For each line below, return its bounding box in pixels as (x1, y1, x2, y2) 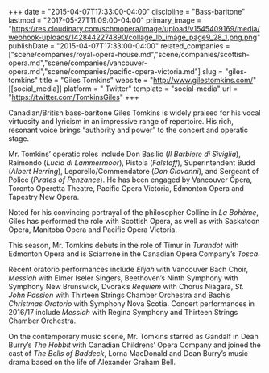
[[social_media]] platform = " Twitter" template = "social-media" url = (8, 84, 238, 93)
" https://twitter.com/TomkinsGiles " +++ (8, 93, 139, 102)
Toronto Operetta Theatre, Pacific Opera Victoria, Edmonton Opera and (8, 184, 244, 193)
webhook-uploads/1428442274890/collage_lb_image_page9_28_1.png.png (8, 32, 258, 42)
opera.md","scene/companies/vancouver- (8, 58, 147, 68)
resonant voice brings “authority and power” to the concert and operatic (8, 125, 248, 135)
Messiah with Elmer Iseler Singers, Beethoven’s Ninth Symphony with (8, 273, 238, 283)
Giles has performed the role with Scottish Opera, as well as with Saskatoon (8, 217, 260, 226)
